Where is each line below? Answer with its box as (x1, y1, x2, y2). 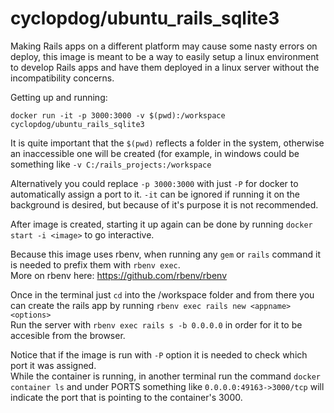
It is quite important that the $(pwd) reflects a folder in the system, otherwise (10, 137, 325, 149)
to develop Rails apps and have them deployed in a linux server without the (10, 61, 320, 73)
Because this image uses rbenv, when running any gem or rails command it (10, 248, 321, 260)
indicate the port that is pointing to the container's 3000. (10, 391, 243, 403)
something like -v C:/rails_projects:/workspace (10, 158, 212, 170)
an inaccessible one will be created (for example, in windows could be (10, 147, 300, 159)
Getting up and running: (10, 91, 108, 103)
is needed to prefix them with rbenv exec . (10, 258, 181, 271)
